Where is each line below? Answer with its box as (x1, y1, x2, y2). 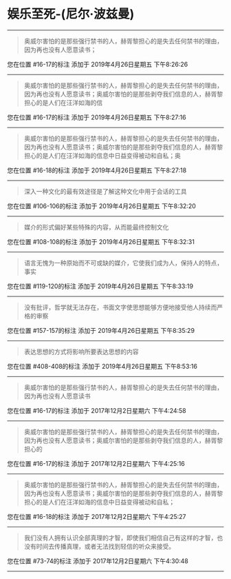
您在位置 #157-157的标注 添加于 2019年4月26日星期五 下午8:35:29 (7, 326, 195, 334)
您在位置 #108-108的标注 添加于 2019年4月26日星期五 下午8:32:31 (7, 237, 195, 245)
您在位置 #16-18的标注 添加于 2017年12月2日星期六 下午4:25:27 (7, 512, 186, 520)
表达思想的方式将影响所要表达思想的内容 (23, 347, 139, 356)
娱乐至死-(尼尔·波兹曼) (7, 6, 135, 22)
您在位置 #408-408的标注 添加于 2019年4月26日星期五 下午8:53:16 (7, 362, 198, 370)
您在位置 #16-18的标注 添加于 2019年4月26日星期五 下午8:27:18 (7, 166, 187, 174)
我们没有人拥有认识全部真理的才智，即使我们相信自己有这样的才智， (23, 534, 217, 542)
